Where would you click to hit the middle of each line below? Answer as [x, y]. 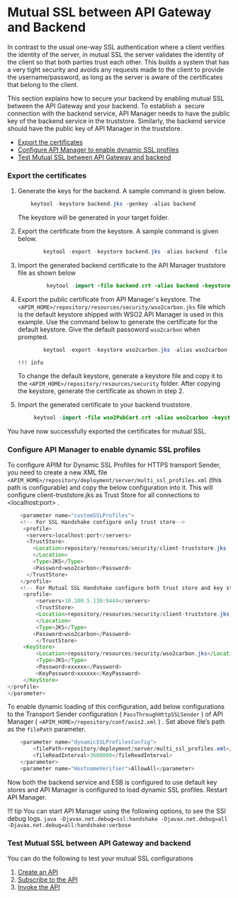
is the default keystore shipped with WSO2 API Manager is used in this [120, 314]
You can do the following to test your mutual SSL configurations [100, 858]
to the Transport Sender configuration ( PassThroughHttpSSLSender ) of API [115, 714]
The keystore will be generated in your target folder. [93, 217]
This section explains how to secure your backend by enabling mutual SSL [116, 98]
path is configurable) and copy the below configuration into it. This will [110, 487]
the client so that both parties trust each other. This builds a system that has [118, 62]
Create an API [38, 873]
